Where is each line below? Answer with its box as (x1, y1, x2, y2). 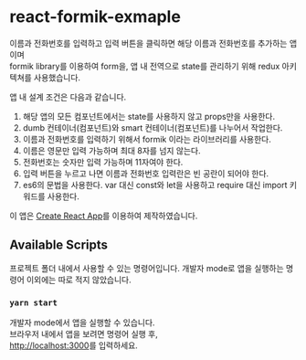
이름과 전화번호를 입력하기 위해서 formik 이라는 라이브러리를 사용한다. (22, 133, 272, 144)
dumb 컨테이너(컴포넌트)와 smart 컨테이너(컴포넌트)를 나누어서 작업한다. (22, 122, 283, 133)
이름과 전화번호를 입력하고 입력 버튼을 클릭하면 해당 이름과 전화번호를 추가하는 (9, 37, 288, 48)
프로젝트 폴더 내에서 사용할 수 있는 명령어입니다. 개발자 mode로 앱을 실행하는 (9, 262, 285, 273)
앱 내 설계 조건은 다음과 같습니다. (9, 91, 127, 102)
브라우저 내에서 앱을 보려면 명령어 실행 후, (9, 329, 158, 340)
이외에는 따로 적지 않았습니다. (26, 274, 132, 285)
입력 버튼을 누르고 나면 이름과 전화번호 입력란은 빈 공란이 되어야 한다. (22, 167, 269, 179)
